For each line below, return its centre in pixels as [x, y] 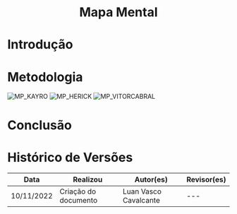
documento [78, 201]
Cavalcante [141, 201]
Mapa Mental [119, 12]
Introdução [40, 45]
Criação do [78, 191]
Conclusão [39, 125]
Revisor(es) [206, 179]
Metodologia [45, 77]
